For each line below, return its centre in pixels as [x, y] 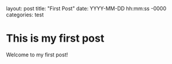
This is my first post [55, 38]
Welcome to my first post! [37, 55]
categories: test [25, 15]
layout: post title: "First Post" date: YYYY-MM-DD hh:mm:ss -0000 [86, 9]
